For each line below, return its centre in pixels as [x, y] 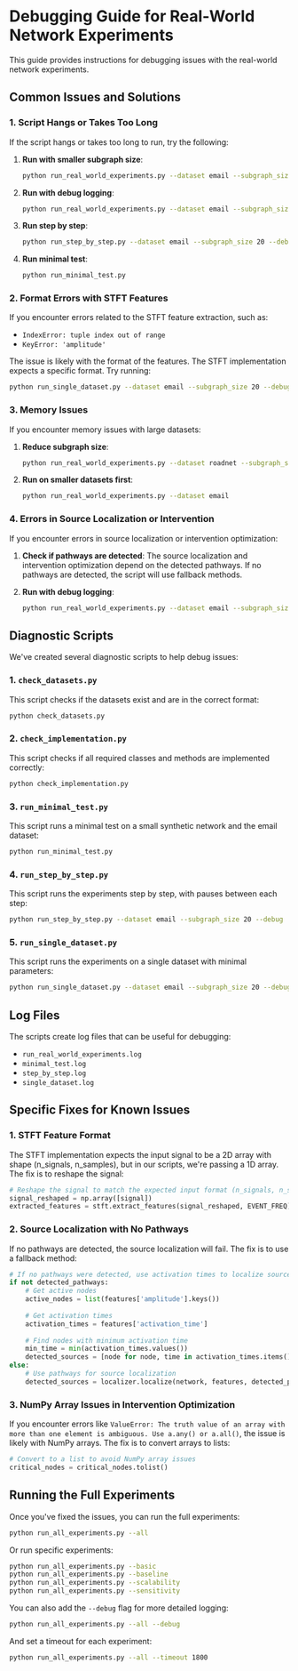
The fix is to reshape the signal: [67, 1173]
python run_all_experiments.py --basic [83, 1566]
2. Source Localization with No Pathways [99, 1229]
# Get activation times [69, 1315]
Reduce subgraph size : [65, 446]
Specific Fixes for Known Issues [100, 1110]
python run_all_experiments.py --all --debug [94, 1625]
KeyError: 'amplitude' [64, 345]
